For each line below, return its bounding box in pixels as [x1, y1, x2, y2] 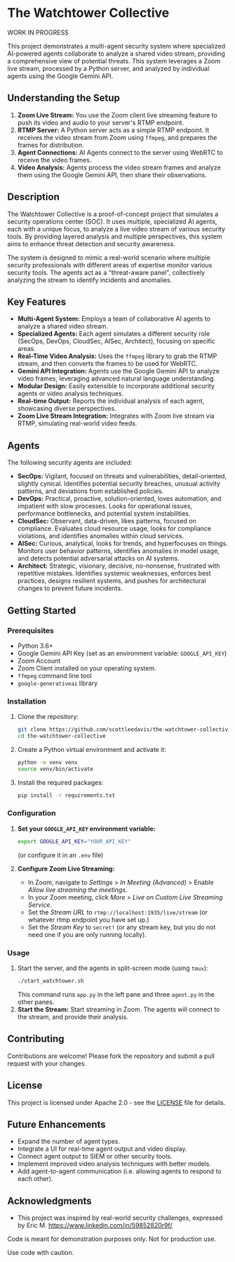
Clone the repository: [17, 713, 79, 721]
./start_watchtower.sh [17, 978, 84, 985]
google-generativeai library [17, 679, 98, 687]
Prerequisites [7, 625, 54, 635]
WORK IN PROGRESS [7, 28, 69, 37]
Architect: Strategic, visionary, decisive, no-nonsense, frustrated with [17, 561, 220, 571]
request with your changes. [7, 1059, 86, 1067]
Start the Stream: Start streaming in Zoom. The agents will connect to [17, 1005, 220, 1014]
